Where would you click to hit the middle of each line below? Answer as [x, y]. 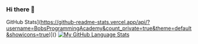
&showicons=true [28, 35]
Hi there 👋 [21, 9]
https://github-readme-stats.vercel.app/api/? [95, 22]
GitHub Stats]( [24, 22]
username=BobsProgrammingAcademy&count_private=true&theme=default [99, 28]
